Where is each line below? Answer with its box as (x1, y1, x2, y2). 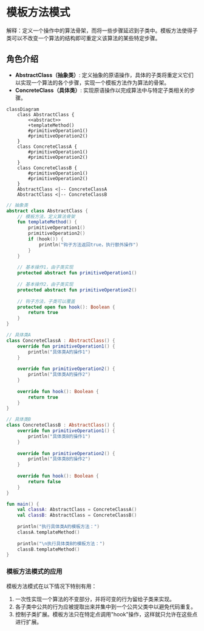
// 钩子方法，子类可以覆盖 (17, 298, 75, 304)
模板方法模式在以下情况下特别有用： (6, 582, 97, 590)
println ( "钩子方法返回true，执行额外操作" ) (38, 242, 138, 248)
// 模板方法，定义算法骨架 (17, 214, 75, 220)
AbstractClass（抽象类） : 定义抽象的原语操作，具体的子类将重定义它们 (15, 71, 194, 78)
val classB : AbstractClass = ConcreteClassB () (17, 512, 137, 518)
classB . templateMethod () (17, 546, 80, 553)
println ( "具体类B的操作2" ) (28, 456, 91, 462)
